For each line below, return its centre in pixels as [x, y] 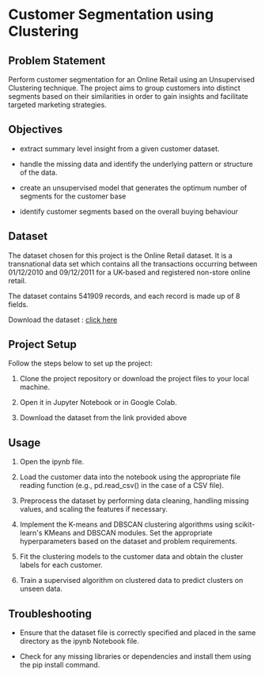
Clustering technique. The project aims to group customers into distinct [125, 88]
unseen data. [41, 589]
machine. [35, 387]
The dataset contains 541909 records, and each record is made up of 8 [124, 296]
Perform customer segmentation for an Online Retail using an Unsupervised [132, 79]
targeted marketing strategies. [57, 105]
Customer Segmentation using [111, 15]
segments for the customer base [73, 196]
